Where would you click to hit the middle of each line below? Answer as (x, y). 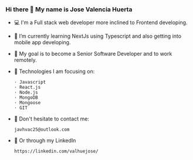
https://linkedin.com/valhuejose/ (56, 151)
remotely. (26, 60)
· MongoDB (26, 98)
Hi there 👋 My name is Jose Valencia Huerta (69, 9)
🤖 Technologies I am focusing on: (54, 71)
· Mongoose (27, 103)
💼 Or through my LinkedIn (45, 141)
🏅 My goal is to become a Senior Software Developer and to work (93, 54)
